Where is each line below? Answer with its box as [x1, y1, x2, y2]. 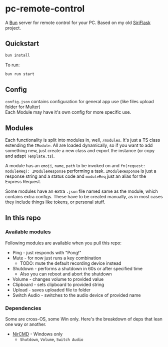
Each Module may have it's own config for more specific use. [5, 109, 131, 115]
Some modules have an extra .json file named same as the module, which [5, 188, 158, 194]
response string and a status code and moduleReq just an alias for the [5, 173, 146, 179]
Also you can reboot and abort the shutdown [19, 271, 112, 277]
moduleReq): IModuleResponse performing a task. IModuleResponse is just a [5, 168, 156, 174]
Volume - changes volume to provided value [12, 276, 104, 282]
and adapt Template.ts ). [5, 153, 55, 159]
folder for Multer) [5, 104, 41, 110]
